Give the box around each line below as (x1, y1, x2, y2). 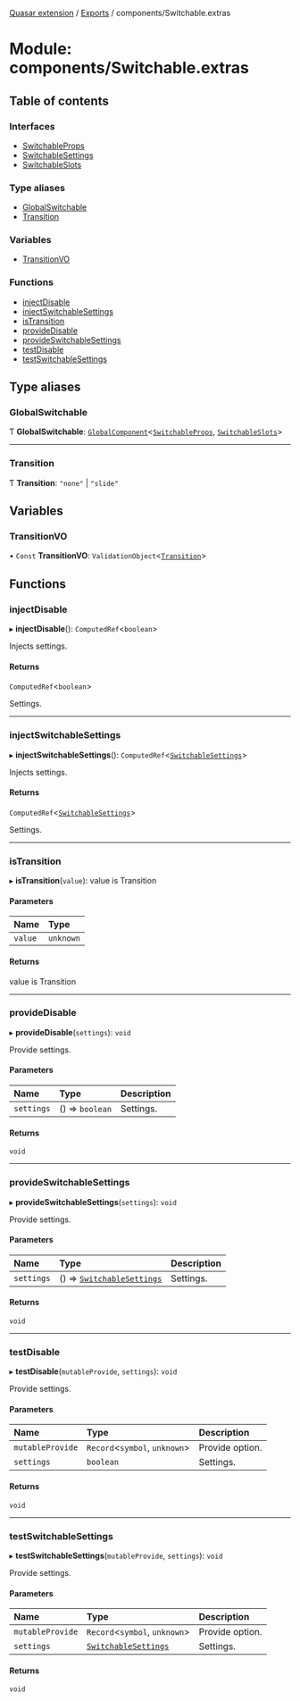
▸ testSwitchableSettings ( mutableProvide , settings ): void (9, 1550, 223, 1561)
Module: (9, 39, 72, 59)
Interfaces (9, 120, 55, 132)
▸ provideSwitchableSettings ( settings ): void (9, 1196, 177, 1207)
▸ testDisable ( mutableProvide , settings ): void (9, 1366, 178, 1377)
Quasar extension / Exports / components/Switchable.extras (9, 8, 231, 18)
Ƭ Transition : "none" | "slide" (9, 477, 119, 488)
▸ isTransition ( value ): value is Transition (9, 876, 157, 886)
